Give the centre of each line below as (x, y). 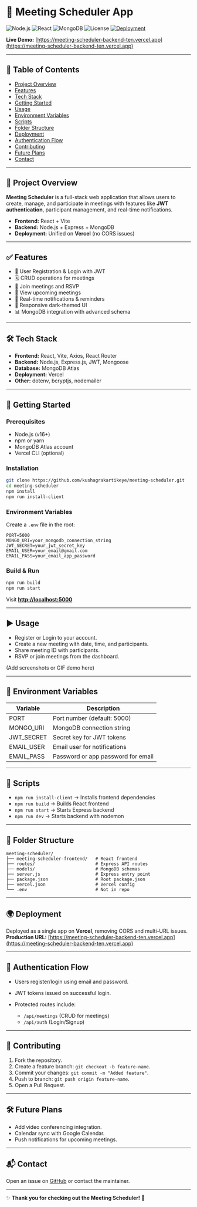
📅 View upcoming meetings (47, 292)
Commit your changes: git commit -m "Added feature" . (81, 1072)
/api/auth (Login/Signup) (54, 1022)
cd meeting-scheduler (33, 486)
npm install (21, 491)
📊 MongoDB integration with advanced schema (72, 312)
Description (103, 708)
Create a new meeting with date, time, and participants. (81, 644)
